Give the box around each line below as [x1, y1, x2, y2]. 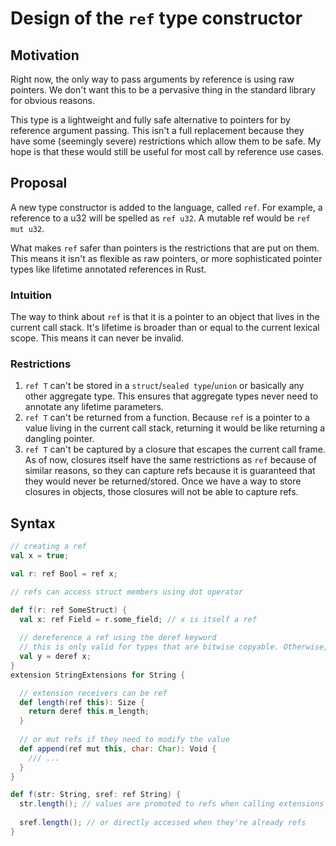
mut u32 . [10, 222, 45, 234]
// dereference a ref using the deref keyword [19, 633, 217, 643]
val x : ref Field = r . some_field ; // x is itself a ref [19, 614, 257, 624]
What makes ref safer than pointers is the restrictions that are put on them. [10, 242, 320, 254]
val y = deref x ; [19, 652, 92, 662]
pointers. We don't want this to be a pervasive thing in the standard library [10, 84, 316, 96]
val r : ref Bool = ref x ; [10, 568, 118, 579]
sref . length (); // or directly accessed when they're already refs [19, 818, 307, 828]
